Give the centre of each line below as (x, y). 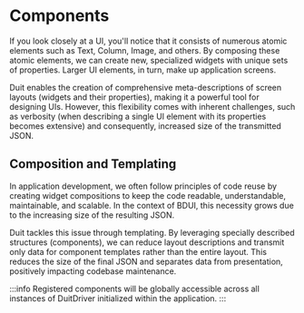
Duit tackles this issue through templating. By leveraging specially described (152, 232)
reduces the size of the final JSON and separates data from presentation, (146, 261)
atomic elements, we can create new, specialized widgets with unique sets (149, 60)
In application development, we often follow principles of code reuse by (143, 186)
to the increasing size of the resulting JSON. (92, 215)
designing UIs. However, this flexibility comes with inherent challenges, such (152, 106)
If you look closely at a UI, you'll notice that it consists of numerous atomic (148, 41)
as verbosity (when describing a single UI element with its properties (138, 116)
